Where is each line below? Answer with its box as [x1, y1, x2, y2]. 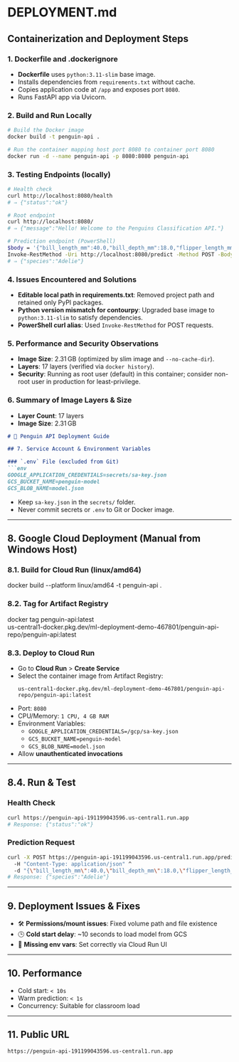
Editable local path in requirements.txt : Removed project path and [17, 291, 215, 299]
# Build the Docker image [7, 127, 84, 134]
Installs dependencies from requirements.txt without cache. [17, 78, 196, 86]
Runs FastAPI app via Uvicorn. [17, 92, 107, 101]
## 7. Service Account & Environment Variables [7, 445, 152, 452]
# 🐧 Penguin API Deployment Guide [7, 432, 110, 440]
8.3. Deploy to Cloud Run [7, 648, 95, 658]
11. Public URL [7, 1029, 70, 1041]
